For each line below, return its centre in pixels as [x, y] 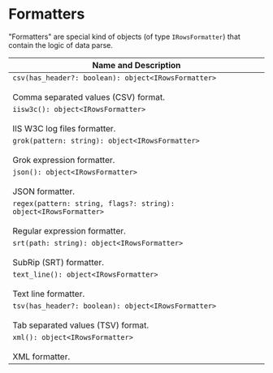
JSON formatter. [44, 191]
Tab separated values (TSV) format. [81, 325]
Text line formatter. [49, 294]
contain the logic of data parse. [61, 45]
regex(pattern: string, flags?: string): [94, 203]
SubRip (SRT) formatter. [58, 262]
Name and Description [136, 65]
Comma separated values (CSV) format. [89, 96]
